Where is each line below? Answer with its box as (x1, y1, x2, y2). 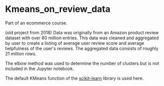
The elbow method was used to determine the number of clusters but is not (5, 60, 160, 66)
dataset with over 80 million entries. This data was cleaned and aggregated (5, 35, 159, 41)
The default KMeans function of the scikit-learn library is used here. (5, 75, 144, 81)
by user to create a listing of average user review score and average (5, 40, 145, 46)
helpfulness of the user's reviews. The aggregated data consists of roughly (5, 45, 159, 51)
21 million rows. (5, 51, 37, 57)
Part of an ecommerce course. (5, 20, 68, 26)
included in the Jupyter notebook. (5, 66, 74, 72)
